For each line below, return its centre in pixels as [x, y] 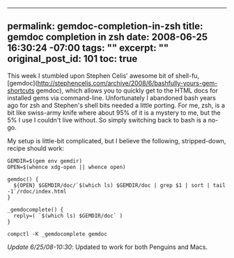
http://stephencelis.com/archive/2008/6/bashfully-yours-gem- [127, 83]
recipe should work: [36, 148]
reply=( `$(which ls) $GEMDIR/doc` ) [68, 216]
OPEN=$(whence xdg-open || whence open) [67, 167]
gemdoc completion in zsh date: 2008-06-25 [108, 37]
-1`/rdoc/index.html [37, 191]
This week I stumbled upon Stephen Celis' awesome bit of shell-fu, [103, 75]
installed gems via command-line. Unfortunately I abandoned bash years [111, 97]
